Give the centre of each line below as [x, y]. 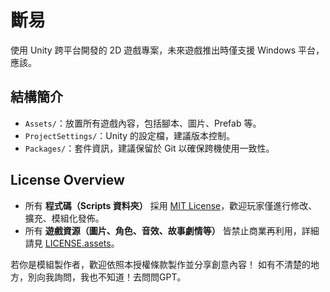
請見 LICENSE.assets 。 [72, 243]
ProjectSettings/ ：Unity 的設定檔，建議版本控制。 [130, 135]
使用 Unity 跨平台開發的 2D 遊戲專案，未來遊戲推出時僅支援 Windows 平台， [167, 50]
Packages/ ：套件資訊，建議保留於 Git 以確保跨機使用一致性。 [149, 148]
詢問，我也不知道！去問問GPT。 [120, 277]
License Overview [67, 180]
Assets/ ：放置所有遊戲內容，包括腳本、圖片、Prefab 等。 [143, 123]
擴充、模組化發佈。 [64, 218]
